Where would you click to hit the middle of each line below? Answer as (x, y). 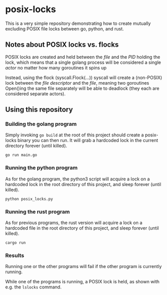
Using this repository (39, 110)
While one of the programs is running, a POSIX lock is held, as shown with (82, 282)
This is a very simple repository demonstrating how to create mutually (78, 23)
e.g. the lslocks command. (33, 287)
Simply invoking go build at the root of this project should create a (75, 135)
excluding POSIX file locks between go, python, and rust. (65, 28)
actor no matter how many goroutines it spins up (56, 67)
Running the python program (41, 168)
